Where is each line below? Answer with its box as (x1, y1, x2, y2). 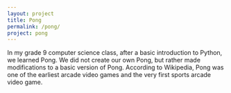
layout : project (7, 10, 54, 17)
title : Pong (7, 17, 42, 24)
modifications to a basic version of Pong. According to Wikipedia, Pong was (7, 63, 224, 71)
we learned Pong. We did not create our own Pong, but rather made (7, 56, 201, 65)
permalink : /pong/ (7, 23, 60, 30)
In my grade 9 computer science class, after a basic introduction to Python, (7, 49, 223, 57)
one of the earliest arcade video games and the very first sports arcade (7, 71, 212, 79)
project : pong (7, 29, 49, 37)
